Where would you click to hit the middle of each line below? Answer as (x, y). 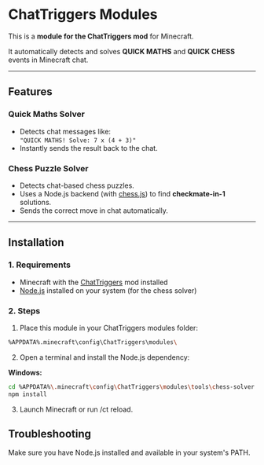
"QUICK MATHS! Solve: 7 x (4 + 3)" (78, 140)
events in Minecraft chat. (48, 60)
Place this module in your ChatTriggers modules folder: (109, 328)
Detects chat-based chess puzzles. (77, 185)
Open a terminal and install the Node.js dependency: (104, 357)
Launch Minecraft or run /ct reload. (76, 409)
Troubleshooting (50, 434)
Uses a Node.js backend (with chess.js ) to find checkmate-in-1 (122, 193)
